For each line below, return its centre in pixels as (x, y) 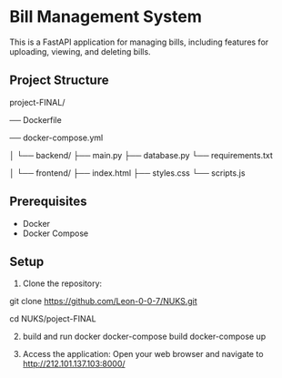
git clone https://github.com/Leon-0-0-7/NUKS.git (103, 301)
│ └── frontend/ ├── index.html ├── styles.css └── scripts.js (127, 173)
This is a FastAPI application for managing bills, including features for (139, 42)
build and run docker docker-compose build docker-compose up (144, 337)
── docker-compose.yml (56, 138)
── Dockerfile (35, 119)
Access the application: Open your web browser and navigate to (143, 354)
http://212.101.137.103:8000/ (74, 364)
